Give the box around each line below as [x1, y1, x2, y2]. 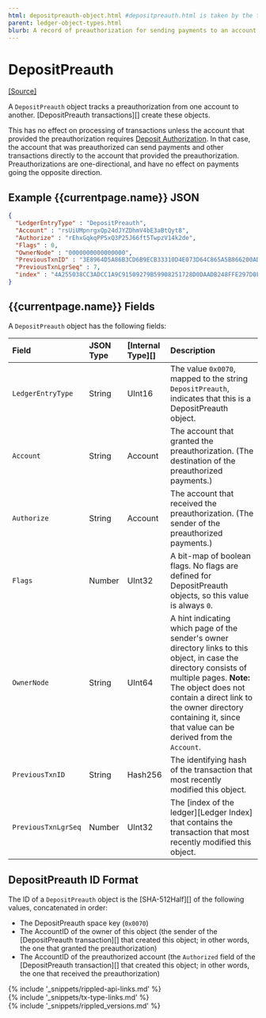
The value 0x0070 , [169, 363, 236, 374]
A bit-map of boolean [169, 550, 251, 561]
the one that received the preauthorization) [19, 968, 161, 978]
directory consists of [169, 662, 247, 673]
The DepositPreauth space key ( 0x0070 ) [19, 918, 149, 928]
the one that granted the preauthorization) [19, 944, 158, 953]
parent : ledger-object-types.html [8, 19, 123, 27]
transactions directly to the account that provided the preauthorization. [8, 151, 240, 161]
